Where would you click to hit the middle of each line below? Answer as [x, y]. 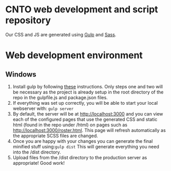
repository [28, 20]
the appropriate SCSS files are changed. [55, 136]
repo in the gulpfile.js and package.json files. [60, 97]
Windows [21, 74]
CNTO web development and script [82, 9]
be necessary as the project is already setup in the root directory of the [88, 92]
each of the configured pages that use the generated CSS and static [85, 119]
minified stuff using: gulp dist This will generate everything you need [86, 146]
